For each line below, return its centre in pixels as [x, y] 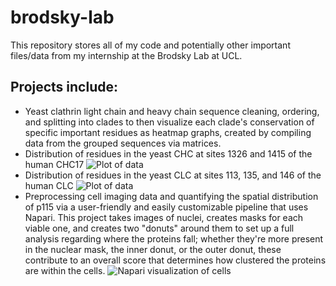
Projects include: [64, 87]
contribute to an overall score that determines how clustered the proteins [175, 260]
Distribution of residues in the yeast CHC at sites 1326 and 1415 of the [168, 153]
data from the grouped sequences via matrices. [123, 143]
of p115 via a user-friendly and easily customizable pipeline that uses [166, 207]
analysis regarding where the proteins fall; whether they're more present [174, 238]
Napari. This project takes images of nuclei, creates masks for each [164, 217]
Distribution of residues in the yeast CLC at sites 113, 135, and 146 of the [173, 175]
